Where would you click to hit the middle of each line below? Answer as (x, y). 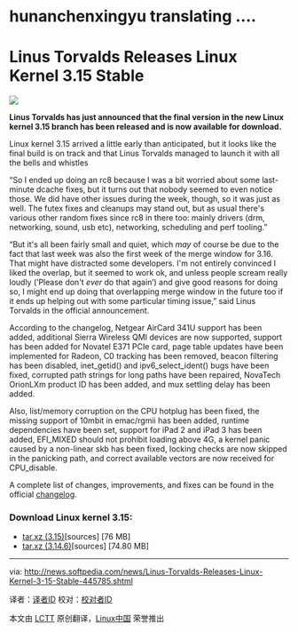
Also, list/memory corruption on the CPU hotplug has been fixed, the (134, 412)
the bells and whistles (49, 163)
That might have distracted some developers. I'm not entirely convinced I (143, 263)
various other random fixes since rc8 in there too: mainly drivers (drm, (137, 218)
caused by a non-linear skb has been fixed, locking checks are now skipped (149, 449)
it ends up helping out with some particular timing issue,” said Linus (133, 301)
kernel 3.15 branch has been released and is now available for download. (145, 127)
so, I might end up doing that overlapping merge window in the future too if (146, 292)
